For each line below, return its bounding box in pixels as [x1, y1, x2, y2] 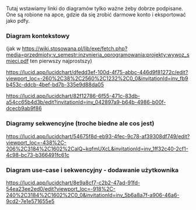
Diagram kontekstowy [6, 32, 70, 40]
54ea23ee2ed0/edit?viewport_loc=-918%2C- [6, 185, 116, 192]
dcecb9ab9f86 [6, 105, 42, 112]
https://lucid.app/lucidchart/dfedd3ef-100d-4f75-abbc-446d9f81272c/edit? [6, 69, 188, 76]
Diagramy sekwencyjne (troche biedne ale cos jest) [6, 120, 155, 128]
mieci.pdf [6, 58, 29, 65]
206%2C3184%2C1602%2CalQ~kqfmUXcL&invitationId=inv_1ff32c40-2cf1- [6, 145, 188, 152]
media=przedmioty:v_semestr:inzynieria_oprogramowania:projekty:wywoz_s [6, 51, 190, 58]
